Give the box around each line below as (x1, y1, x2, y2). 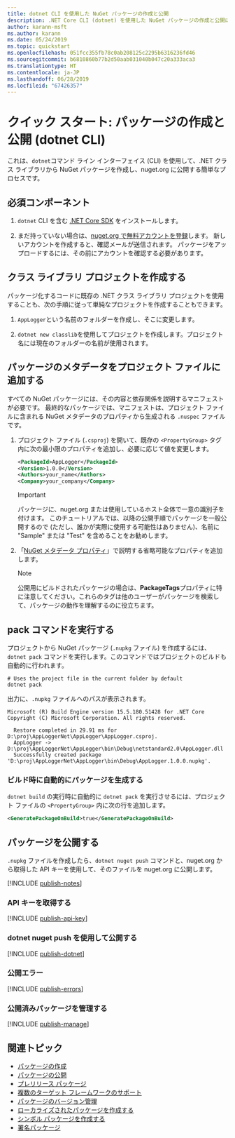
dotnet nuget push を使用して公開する (7, 933, 138, 943)
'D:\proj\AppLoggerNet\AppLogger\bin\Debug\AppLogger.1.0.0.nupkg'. (7, 757, 211, 765)
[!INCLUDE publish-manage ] (7, 1020, 90, 1029)
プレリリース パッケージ (17, 1079, 87, 1087)
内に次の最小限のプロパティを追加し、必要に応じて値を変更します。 (17, 444, 213, 453)
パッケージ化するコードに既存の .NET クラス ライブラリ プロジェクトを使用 (7, 291, 225, 300)
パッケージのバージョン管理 (17, 1097, 98, 1105)
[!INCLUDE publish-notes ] (7, 878, 83, 888)
